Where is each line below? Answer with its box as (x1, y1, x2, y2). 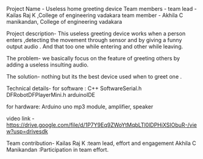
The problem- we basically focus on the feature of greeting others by (6, 55, 180, 62)
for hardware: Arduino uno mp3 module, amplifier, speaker (6, 103, 154, 110)
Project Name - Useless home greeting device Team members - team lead (6, 5, 193, 12)
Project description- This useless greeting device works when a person (6, 30, 186, 37)
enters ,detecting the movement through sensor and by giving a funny (6, 37, 182, 43)
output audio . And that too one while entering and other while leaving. (6, 43, 183, 50)
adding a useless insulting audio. (6, 61, 89, 68)
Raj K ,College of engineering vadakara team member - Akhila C (23, 12, 183, 19)
